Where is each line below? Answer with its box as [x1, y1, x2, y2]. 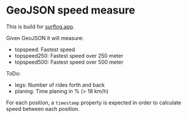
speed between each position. [6, 105, 80, 112]
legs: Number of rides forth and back [14, 81, 105, 88]
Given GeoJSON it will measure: [6, 34, 84, 41]
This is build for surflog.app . [6, 23, 75, 30]
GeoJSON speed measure [6, 4, 136, 17]
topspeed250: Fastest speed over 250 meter [14, 52, 124, 59]
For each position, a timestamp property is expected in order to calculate [6, 99, 182, 106]
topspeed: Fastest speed [14, 45, 76, 53]
